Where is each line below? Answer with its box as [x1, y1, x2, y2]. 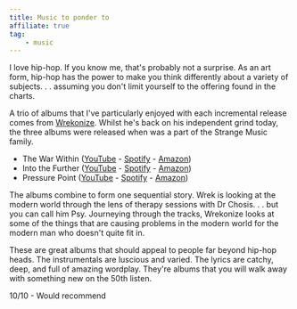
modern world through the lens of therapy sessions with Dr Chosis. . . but [9, 199, 279, 210]
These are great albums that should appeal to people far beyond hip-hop [9, 245, 277, 256]
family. [9, 136, 34, 147]
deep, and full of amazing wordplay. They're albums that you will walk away [9, 264, 288, 274]
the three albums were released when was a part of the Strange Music [9, 126, 268, 138]
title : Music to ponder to [9, 12, 110, 22]
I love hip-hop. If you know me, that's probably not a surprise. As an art [9, 62, 272, 73]
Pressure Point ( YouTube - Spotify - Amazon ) [21, 173, 189, 183]
